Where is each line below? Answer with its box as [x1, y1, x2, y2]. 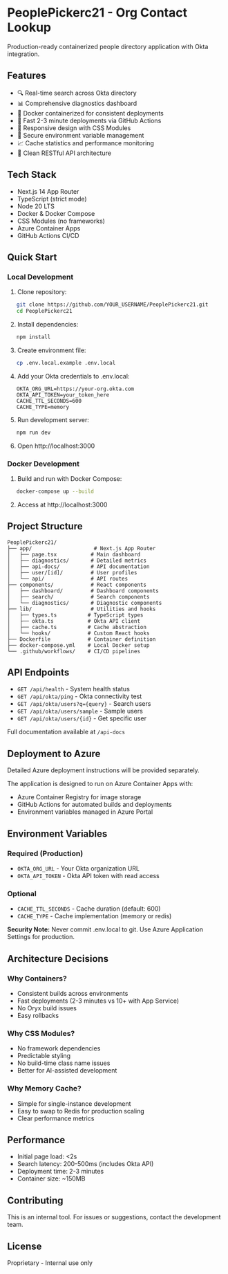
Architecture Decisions [7, 953, 109, 965]
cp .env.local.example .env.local [16, 359, 116, 366]
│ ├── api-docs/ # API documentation [7, 563, 150, 570]
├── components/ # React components [7, 581, 147, 588]
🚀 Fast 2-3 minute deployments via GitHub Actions [17, 116, 162, 125]
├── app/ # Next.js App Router [7, 545, 156, 552]
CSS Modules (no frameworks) [17, 217, 106, 225]
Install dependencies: [17, 320, 79, 328]
